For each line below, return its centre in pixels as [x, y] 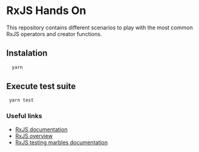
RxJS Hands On [46, 11]
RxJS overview [34, 136]
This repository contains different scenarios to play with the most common [100, 27]
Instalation [27, 53]
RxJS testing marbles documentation [61, 142]
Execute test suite [41, 86]
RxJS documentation [41, 129]
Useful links [24, 116]
